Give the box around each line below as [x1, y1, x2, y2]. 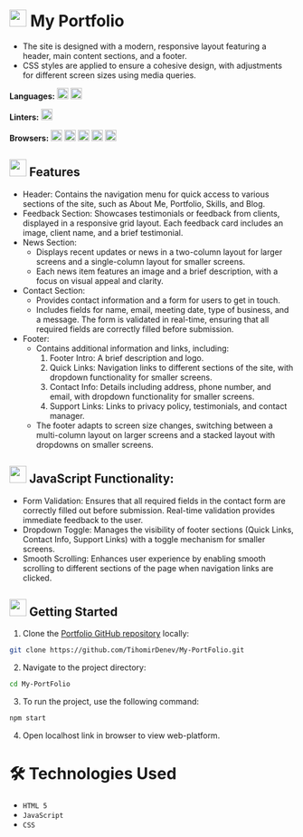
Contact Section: [22, 285, 86, 296]
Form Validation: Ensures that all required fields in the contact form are [22, 495, 287, 506]
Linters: [9, 112, 39, 122]
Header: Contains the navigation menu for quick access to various [22, 189, 270, 200]
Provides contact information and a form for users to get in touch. [35, 295, 280, 306]
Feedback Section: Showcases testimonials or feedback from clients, [22, 208, 280, 219]
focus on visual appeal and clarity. [35, 275, 165, 286]
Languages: [9, 91, 56, 102]
